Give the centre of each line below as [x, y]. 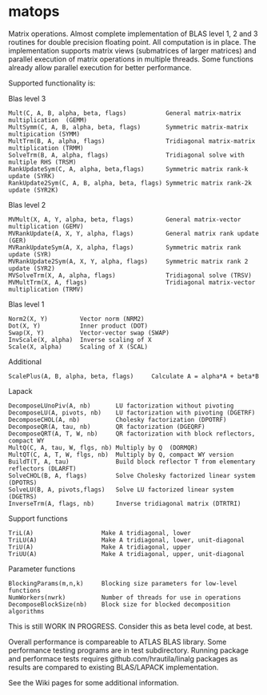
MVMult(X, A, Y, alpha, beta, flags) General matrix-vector [125, 219]
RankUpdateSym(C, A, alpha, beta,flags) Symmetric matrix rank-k [128, 169]
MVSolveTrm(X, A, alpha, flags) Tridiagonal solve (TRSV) [130, 275]
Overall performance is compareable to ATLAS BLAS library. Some [118, 641]
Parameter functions [42, 569]
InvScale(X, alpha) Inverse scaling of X [80, 340]
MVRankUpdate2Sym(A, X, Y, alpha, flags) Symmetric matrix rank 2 [128, 261]
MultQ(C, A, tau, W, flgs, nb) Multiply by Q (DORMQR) [103, 447]
